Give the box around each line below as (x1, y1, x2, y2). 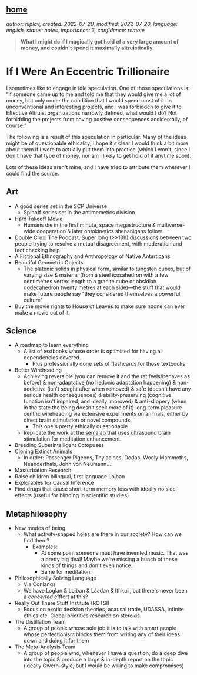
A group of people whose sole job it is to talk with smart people (23, 624, 177, 632)
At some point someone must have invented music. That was (41, 550, 189, 557)
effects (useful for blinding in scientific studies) (14, 492, 129, 499)
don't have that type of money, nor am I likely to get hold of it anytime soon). (6, 152, 191, 159)
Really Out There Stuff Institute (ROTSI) (14, 600, 110, 607)
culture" (23, 296, 43, 303)
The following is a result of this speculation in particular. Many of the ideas (6, 133, 186, 140)
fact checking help (14, 246, 60, 253)
